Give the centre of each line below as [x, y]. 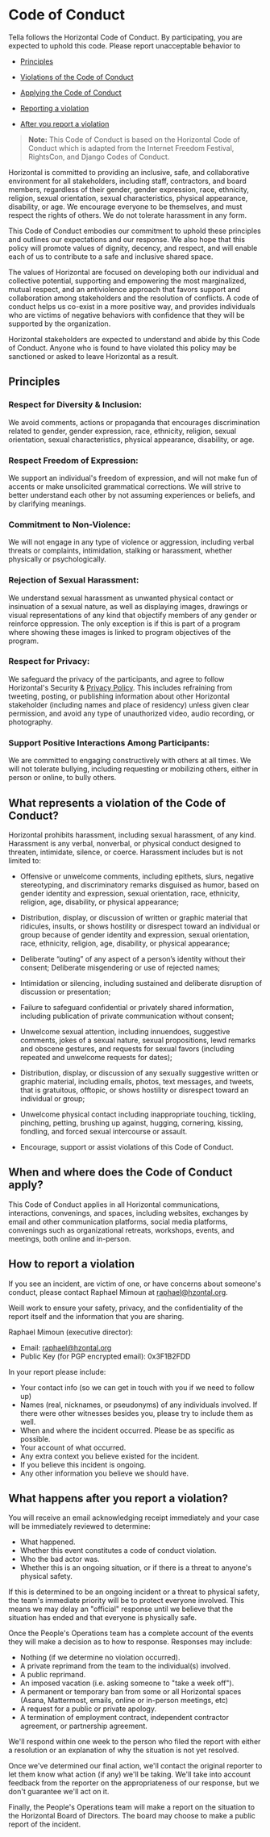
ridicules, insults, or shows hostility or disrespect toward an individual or [140, 926]
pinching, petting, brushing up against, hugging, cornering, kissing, [131, 1122]
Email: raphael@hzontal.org [66, 1347]
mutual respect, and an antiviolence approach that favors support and [124, 289]
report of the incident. [45, 1824]
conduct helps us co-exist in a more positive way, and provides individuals [132, 306]
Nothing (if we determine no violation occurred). [100, 1657]
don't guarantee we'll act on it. [59, 1792]
